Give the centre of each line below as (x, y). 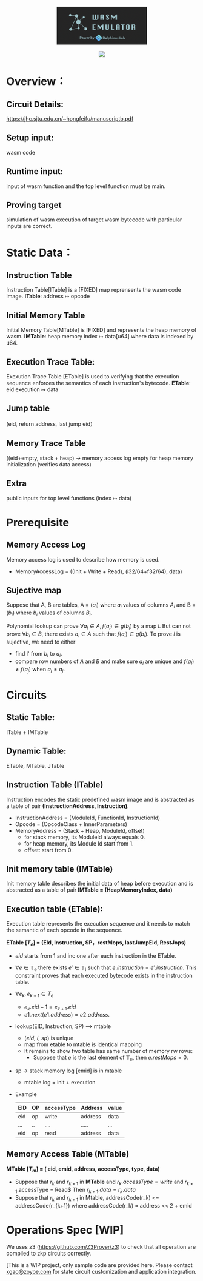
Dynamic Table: (36, 751)
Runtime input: (35, 171)
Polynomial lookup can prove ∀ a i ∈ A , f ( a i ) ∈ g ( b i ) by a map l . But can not (98, 627)
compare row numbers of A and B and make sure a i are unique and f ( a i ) (105, 662)
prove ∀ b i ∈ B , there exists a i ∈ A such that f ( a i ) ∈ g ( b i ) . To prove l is (93, 634)
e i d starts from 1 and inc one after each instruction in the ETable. (95, 955)
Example (26, 1094)
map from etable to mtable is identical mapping (83, 1044)
